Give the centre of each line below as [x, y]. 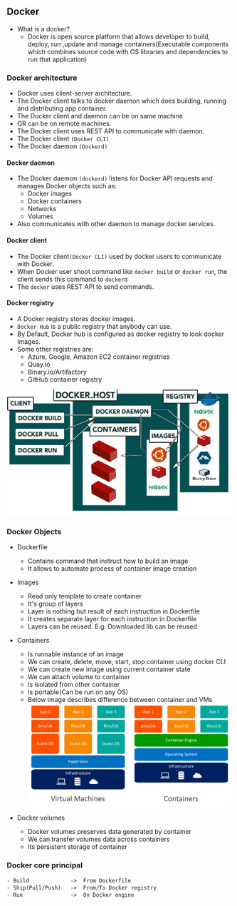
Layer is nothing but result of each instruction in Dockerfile [114, 611]
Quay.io [39, 364]
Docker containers [55, 201]
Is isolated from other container [74, 685]
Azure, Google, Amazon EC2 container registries [99, 357]
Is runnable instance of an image [75, 654]
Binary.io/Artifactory [57, 372]
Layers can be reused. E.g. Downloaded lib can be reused [112, 626]
